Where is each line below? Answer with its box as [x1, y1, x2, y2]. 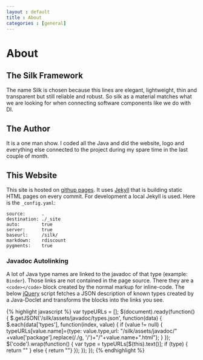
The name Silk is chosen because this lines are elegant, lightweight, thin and [6, 86, 197, 94]
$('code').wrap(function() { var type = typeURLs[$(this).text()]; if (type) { [6, 341, 188, 348]
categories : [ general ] [6, 20, 67, 26]
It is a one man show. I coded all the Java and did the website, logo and [6, 140, 185, 147]
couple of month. [6, 152, 50, 160]
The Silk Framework [6, 70, 84, 81]
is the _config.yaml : [6, 199, 56, 206]
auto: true [6, 222, 53, 228]
